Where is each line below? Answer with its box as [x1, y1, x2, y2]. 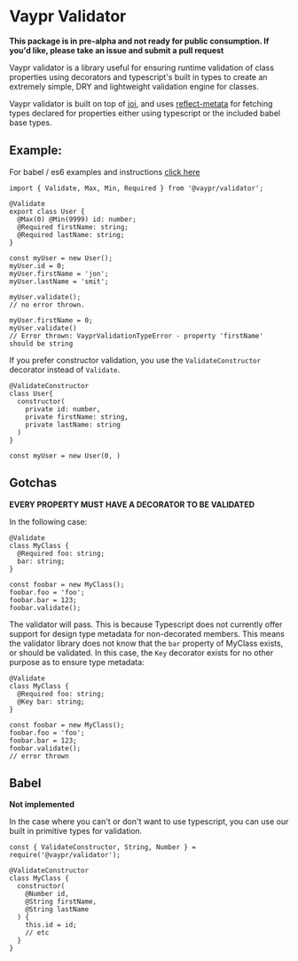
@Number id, [25, 890, 69, 899]
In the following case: [9, 516, 88, 527]
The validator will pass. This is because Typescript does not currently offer [9, 619, 283, 630]
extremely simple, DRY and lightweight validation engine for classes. [9, 81, 260, 91]
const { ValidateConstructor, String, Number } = [9, 843, 197, 852]
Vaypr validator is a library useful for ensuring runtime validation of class [9, 62, 275, 73]
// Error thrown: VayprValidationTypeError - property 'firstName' [9, 331, 264, 340]
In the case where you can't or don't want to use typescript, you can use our [9, 816, 289, 827]
